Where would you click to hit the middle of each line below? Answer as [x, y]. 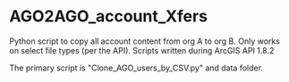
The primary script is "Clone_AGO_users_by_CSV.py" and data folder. [136, 68]
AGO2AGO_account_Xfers [109, 16]
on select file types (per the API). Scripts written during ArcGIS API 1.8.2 [142, 50]
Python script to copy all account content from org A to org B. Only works [144, 41]
